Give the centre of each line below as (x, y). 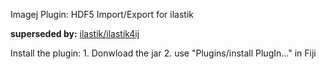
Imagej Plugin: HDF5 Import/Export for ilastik (102, 14)
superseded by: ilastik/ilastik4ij (75, 33)
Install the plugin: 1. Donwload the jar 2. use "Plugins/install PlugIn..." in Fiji (163, 53)
